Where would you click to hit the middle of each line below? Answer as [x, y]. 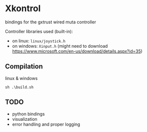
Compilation [24, 66]
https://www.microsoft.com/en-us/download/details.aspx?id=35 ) [77, 51]
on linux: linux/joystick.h [39, 41]
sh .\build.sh [19, 87]
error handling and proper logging [46, 124]
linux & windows [21, 78]
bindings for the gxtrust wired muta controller [51, 22]
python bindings [28, 114]
